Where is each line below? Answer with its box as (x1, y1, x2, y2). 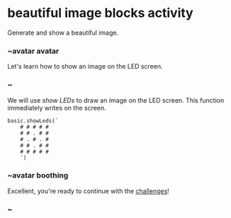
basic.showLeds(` (7, 117, 59, 125)
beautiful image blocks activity (7, 5, 193, 21)
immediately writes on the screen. (7, 103, 106, 112)
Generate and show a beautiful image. (7, 28, 119, 37)
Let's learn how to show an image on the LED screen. (7, 62, 163, 71)
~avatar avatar (7, 46, 60, 56)
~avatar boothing (7, 171, 69, 180)
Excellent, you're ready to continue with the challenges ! (7, 186, 170, 195)
